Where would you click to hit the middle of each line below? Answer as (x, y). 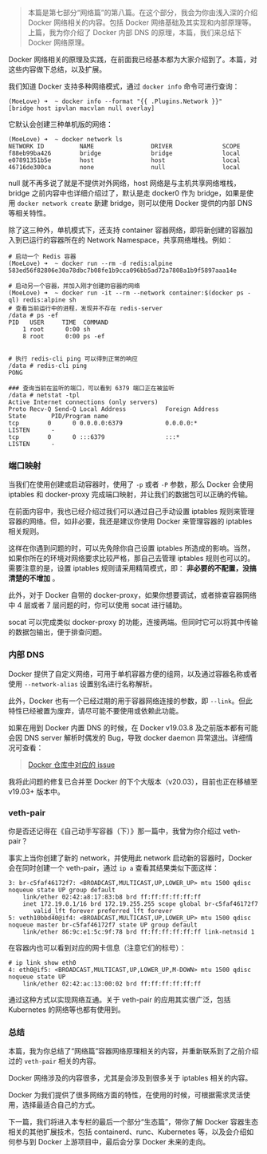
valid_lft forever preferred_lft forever (103, 911)
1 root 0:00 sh (57, 330)
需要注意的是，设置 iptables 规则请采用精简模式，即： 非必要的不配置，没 (129, 568)
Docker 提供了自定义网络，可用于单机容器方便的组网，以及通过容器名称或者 (133, 674)
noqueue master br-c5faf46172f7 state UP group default (103, 925)
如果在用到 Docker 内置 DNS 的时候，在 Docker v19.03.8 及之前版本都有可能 (133, 727)
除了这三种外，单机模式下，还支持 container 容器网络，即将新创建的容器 (127, 230)
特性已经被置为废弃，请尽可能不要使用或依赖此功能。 (96, 710)
